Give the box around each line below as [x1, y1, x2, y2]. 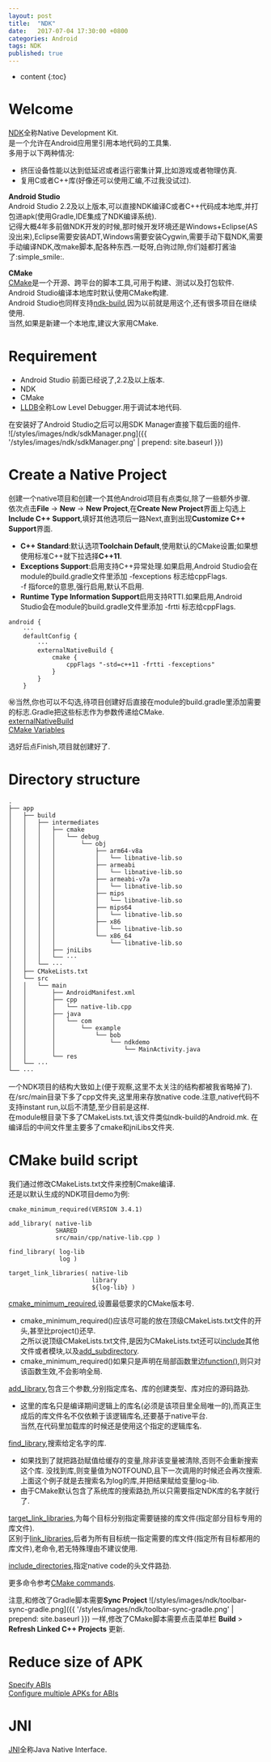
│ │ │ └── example [8, 1024, 121, 1032]
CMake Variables [8, 724, 66, 734]
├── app [8, 804, 35, 813]
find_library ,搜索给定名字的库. [8, 1438, 107, 1448]
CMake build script [8, 1151, 138, 1169]
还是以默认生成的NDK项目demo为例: [8, 1188, 130, 1199]
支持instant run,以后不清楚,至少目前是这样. [8, 1102, 150, 1111]
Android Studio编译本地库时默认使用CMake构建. [8, 288, 169, 297]
